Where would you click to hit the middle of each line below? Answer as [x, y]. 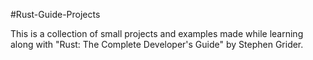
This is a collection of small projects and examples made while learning [157, 33]
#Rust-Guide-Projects [55, 14]
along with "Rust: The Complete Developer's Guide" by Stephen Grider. [157, 44]
